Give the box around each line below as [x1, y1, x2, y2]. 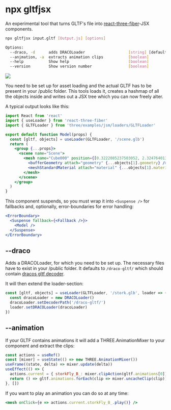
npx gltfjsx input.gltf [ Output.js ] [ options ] [5, 36, 106, 41]
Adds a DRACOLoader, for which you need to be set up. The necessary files [5, 260, 164, 266]
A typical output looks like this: [5, 104, 70, 110]
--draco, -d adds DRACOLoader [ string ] [10, 49, 147, 55]
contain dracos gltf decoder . [5, 271, 65, 277]
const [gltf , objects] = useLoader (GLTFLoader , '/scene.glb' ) [10, 137, 145, 142]
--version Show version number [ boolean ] [10, 64, 149, 69]
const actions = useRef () [5, 352, 60, 357]
